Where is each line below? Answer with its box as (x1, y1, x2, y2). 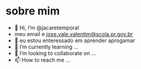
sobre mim (5, 4, 60, 18)
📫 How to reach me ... (14, 56, 70, 64)
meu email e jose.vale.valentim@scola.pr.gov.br (14, 30, 133, 37)
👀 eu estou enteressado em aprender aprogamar (14, 37, 136, 44)
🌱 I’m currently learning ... (14, 43, 79, 50)
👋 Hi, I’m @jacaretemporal (14, 24, 80, 31)
